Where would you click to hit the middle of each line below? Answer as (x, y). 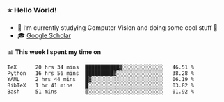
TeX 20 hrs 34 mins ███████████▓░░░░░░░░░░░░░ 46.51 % (101, 67)
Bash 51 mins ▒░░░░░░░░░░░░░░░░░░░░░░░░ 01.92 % (101, 92)
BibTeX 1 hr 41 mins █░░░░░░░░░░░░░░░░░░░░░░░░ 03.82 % (101, 86)
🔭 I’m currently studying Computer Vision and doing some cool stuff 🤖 (117, 28)
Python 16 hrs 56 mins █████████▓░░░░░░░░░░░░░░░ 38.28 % (101, 74)
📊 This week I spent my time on (54, 52)
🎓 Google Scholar (44, 35)
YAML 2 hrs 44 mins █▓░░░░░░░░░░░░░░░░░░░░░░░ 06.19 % (101, 80)
